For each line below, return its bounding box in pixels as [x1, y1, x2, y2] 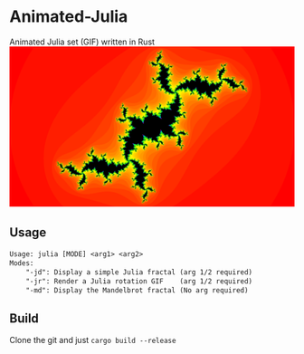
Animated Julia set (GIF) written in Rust [9, 36, 156, 47]
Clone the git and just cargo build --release [9, 335, 176, 346]
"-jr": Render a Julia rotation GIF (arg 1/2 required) [25, 277, 253, 286]
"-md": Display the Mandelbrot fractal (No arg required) [25, 286, 249, 295]
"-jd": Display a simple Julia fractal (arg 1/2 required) [25, 268, 253, 277]
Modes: [9, 259, 34, 268]
